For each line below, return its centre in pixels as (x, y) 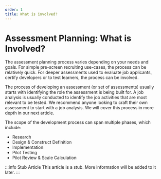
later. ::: (13, 172)
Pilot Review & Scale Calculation (44, 158)
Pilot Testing (25, 153)
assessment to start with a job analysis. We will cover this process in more (80, 108)
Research (22, 137)
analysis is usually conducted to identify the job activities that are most (76, 98)
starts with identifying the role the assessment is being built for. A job (74, 92)
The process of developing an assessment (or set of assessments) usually (80, 87)
